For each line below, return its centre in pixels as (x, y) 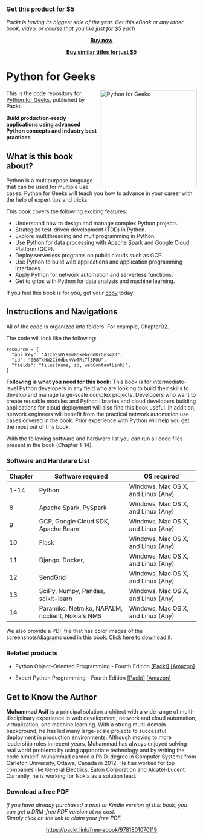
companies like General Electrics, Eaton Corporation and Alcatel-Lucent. (96, 770)
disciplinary (21, 718)
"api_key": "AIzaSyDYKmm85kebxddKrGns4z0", (67, 354)
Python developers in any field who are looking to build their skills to (104, 388)
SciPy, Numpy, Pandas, (72, 591)
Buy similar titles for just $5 (101, 52)
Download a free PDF (38, 792)
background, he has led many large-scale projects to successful (86, 731)
